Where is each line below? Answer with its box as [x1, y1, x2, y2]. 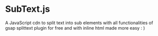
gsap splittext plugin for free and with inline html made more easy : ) [5, 25, 146, 31]
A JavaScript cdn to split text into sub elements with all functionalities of [5, 20, 154, 26]
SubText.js [5, 3, 50, 15]
